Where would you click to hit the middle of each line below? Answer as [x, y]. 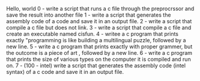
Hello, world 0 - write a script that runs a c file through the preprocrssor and [100, 9]
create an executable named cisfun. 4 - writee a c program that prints [92, 34]
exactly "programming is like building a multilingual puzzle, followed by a [96, 40]
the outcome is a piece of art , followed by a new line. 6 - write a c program [99, 53]
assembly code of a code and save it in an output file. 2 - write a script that [99, 21]
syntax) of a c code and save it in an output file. [65, 72]
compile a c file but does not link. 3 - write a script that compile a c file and [99, 27]
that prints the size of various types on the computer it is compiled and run [98, 59]
